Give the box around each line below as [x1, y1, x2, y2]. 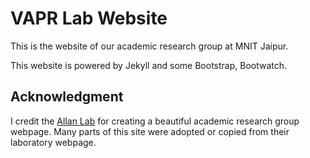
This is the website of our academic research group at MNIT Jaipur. [10, 40, 289, 52]
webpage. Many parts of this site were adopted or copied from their [10, 125, 290, 137]
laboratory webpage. [10, 136, 97, 148]
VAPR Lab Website [10, 7, 168, 30]
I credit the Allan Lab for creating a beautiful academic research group [10, 115, 300, 127]
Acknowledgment [10, 88, 124, 106]
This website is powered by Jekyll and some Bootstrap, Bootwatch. [10, 59, 288, 71]
